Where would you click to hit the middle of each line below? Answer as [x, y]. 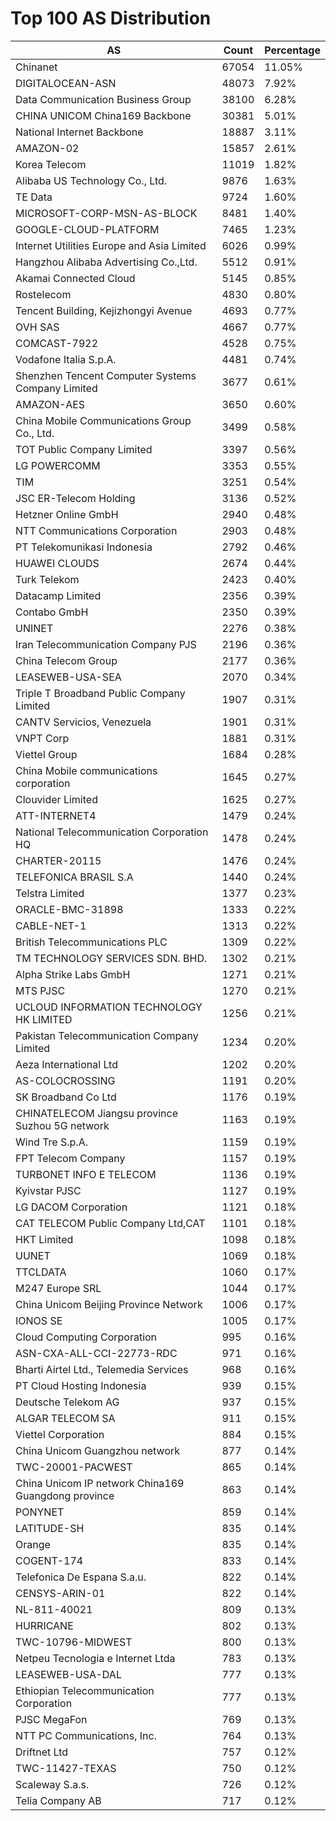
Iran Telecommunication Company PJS [106, 644]
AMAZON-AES [50, 404]
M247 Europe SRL [58, 1288]
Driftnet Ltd [42, 1752]
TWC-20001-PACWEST [74, 1467]
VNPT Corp [42, 738]
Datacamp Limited [58, 595]
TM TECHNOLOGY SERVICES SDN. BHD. [111, 958]
